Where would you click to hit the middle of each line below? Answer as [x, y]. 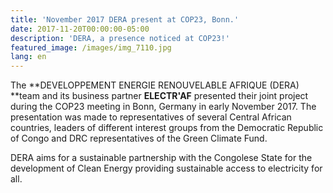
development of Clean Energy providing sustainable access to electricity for [166, 168]
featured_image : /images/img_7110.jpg [91, 47]
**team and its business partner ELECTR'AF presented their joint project [159, 96]
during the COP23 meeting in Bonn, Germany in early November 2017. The [163, 107]
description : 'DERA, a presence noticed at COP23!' [120, 38]
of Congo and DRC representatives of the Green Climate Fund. [139, 138]
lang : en [28, 57]
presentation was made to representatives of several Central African [151, 117]
